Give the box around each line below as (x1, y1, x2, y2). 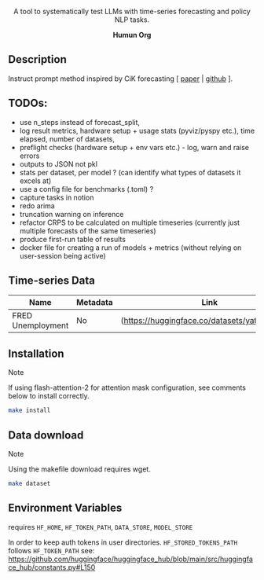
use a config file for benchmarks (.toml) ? (19, 184, 154, 193)
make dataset (8, 479, 51, 487)
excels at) (19, 176, 52, 185)
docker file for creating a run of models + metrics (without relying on (19, 243, 242, 252)
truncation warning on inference (19, 209, 124, 218)
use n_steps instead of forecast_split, (19, 117, 140, 127)
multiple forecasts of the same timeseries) (19, 226, 156, 235)
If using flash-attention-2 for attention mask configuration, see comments (8, 383, 246, 392)
